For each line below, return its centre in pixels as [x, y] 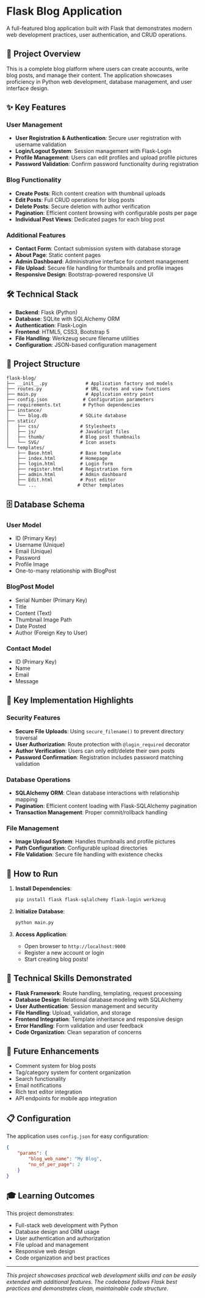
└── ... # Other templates [70, 485]
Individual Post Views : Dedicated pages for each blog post [90, 219]
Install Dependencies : [43, 889]
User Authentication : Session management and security [87, 1006]
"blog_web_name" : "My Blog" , [65, 1159]
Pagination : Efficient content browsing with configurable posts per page [106, 213]
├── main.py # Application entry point [80, 394]
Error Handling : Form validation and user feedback [79, 1025]
